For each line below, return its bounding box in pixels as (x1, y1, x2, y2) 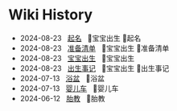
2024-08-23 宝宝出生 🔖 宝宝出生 (19, 53, 135, 63)
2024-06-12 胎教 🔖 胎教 (19, 93, 105, 103)
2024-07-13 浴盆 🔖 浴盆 (19, 73, 105, 83)
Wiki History (8, 6, 93, 24)
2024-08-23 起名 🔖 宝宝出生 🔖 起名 (19, 33, 142, 43)
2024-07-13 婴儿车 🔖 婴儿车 (19, 83, 119, 93)
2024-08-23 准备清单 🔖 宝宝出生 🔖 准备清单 (19, 43, 170, 53)
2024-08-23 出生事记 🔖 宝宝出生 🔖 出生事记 (19, 63, 170, 73)
